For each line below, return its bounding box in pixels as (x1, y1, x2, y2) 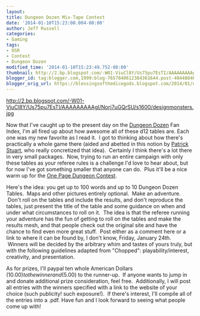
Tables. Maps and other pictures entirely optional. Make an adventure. (6, 190, 181, 197)
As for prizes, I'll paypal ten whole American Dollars (6, 265, 133, 272)
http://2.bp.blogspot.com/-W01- (6, 97, 85, 104)
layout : (6, 8, 26, 15)
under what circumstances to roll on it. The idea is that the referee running (6, 209, 190, 216)
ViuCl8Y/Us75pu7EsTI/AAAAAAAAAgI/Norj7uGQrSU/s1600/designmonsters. (6, 104, 194, 110)
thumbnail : (6, 70, 33, 76)
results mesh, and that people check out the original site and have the (6, 222, 177, 228)
